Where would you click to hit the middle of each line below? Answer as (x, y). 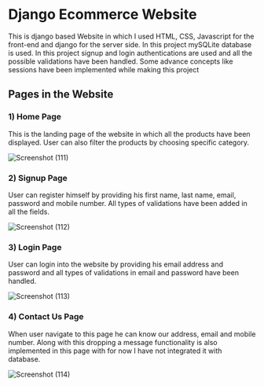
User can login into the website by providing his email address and (116, 264)
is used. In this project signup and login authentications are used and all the (130, 53)
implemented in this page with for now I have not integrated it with (115, 351)
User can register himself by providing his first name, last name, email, (122, 195)
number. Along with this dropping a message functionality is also (113, 342)
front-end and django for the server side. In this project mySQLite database (130, 44)
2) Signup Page (38, 178)
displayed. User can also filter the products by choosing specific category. (129, 142)
